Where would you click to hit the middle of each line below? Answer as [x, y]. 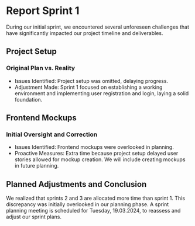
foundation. [28, 99]
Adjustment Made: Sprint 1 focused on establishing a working [88, 87]
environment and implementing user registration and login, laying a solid [102, 93]
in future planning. [37, 166]
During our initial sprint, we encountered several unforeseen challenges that [97, 27]
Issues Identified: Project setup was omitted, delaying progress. [91, 81]
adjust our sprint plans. [34, 217]
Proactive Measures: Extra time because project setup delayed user [96, 154]
